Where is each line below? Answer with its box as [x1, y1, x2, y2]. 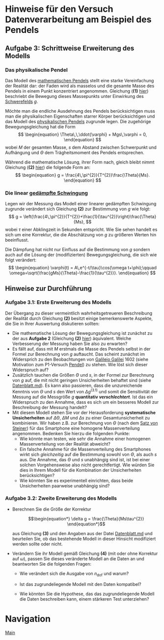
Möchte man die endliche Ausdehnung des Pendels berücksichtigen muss [5, 108, 156, 114]
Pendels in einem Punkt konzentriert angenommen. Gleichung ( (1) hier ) [5, 88, 149, 94]
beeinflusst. [5, 237, 29, 243]
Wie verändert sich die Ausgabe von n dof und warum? [19, 570, 129, 577]
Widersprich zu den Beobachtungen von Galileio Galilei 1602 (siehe [12, 356, 149, 362]
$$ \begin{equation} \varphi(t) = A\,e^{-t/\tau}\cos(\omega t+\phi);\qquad [8, 265, 157, 271]
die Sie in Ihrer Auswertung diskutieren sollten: [5, 320, 100, 326]
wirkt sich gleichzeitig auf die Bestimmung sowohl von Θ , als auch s [19, 451, 157, 457]
